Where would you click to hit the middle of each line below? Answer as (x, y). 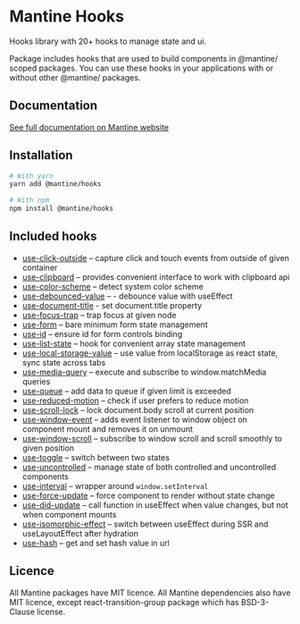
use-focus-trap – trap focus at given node (99, 315)
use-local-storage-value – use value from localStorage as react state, (150, 353)
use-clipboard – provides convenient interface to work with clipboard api (156, 277)
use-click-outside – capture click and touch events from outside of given (156, 257)
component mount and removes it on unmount (108, 429)
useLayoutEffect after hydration (80, 533)
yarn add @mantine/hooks (55, 184)
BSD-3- (255, 602)
